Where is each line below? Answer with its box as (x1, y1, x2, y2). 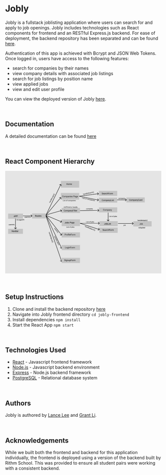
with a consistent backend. (5, 466, 60, 472)
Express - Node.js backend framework (12, 370, 92, 376)
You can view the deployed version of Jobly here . (5, 95, 107, 102)
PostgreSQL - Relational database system (12, 375, 98, 381)
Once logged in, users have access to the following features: (5, 55, 129, 61)
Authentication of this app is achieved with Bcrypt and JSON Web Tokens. (5, 50, 157, 56)
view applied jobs (12, 81, 49, 87)
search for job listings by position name (12, 76, 93, 82)
